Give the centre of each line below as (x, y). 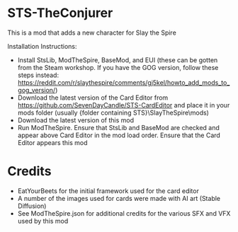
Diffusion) (32, 206)
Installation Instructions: (42, 46)
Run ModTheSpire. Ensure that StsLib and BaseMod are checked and (118, 127)
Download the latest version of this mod (76, 120)
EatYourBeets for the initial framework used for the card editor (108, 191)
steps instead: (38, 75)
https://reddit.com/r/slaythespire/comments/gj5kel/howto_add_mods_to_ (124, 82)
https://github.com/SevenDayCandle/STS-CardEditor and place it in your (124, 105)
